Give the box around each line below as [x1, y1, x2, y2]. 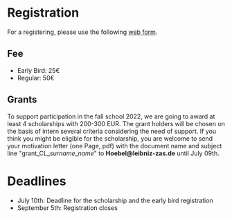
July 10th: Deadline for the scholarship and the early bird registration [17, 196, 213, 204]
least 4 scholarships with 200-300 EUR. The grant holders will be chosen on [7, 119, 225, 128]
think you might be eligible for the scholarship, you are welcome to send [7, 134, 213, 143]
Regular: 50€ [17, 73, 55, 82]
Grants [7, 94, 37, 105]
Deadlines [7, 173, 67, 189]
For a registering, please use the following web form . [7, 28, 158, 36]
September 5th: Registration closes [17, 203, 118, 212]
